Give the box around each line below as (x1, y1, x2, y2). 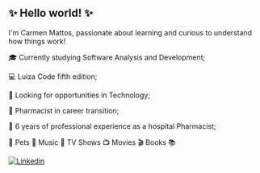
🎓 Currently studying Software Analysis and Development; (8, 52, 206, 62)
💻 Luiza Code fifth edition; (8, 72, 98, 81)
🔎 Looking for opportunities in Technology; (8, 90, 151, 100)
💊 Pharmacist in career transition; (8, 105, 120, 115)
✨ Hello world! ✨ (8, 6, 94, 20)
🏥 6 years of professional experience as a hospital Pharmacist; (8, 121, 216, 131)
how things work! (8, 36, 66, 46)
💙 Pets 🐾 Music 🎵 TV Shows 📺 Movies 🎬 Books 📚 (8, 137, 176, 147)
